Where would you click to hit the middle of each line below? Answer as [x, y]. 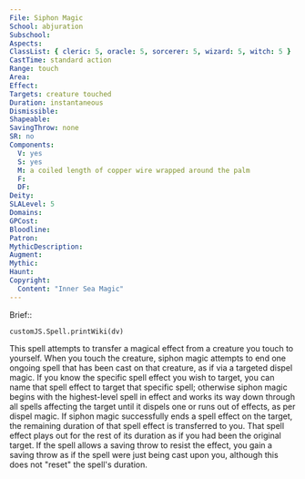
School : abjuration [46, 26]
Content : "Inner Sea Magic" [71, 289]
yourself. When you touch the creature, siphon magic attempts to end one [148, 358]
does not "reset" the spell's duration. [78, 464]
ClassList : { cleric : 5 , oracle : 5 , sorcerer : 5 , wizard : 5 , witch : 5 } [150, 52]
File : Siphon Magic [46, 18]
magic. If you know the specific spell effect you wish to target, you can [142, 377]
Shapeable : [30, 119]
